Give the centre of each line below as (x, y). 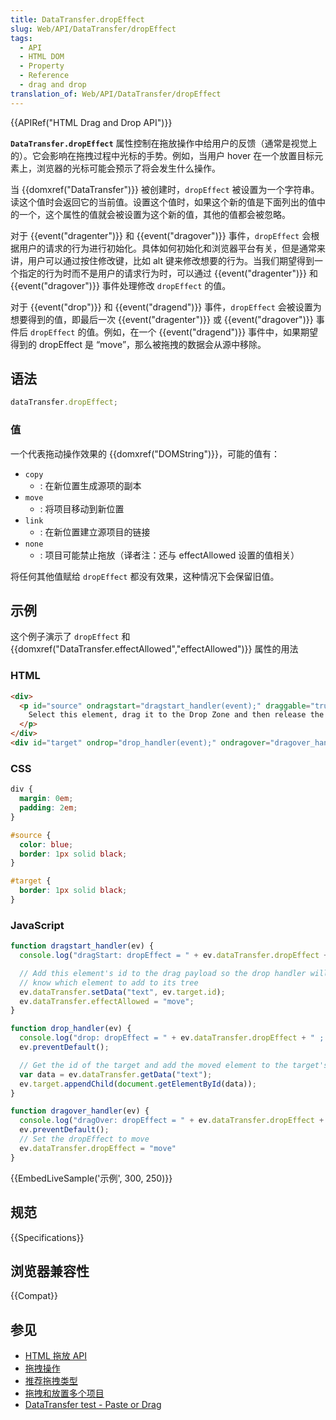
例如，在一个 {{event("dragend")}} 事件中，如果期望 (211, 332)
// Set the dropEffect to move (84, 1139)
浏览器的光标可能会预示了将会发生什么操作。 (128, 168)
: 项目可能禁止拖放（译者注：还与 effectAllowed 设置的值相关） (169, 555)
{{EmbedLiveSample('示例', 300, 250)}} (91, 1178)
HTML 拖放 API (56, 1356)
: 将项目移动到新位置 (82, 508)
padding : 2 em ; (48, 808)
